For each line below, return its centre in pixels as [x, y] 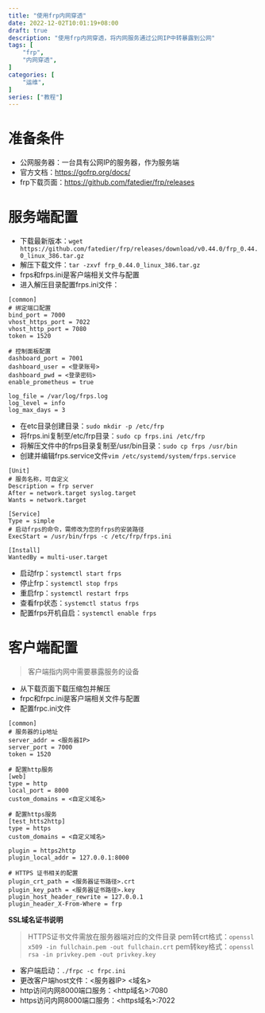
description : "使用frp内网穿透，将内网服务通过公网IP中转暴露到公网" [112, 38]
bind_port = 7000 [37, 315]
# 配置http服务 [31, 770]
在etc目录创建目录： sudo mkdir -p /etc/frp [92, 426]
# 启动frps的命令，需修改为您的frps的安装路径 [76, 530]
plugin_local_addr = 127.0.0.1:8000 [69, 858]
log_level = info [37, 403]
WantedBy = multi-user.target [58, 558]
